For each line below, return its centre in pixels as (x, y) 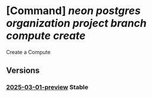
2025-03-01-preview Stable (47, 88)
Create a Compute (29, 52)
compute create (46, 36)
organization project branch (76, 23)
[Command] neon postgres (73, 11)
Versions (23, 71)
